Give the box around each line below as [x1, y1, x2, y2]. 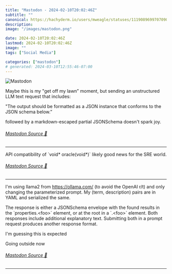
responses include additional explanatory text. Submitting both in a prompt [5, 215, 163, 221]
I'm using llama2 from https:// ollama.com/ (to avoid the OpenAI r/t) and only [5, 183, 165, 189]
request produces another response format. [5, 221, 98, 227]
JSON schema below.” [5, 109, 53, 115]
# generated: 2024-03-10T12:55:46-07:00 [5, 64, 93, 69]
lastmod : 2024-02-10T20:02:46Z [5, 40, 72, 46]
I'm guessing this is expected [5, 230, 67, 237]
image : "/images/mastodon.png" [5, 27, 72, 32]
